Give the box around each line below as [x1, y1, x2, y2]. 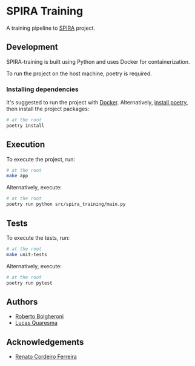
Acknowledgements [6, 337, 84, 347]
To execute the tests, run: [6, 234, 70, 241]
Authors [6, 296, 38, 307]
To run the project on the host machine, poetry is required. [6, 70, 153, 77]
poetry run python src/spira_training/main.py [6, 202, 126, 208]
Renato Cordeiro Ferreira [15, 353, 77, 361]
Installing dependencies [6, 85, 79, 93]
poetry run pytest [6, 280, 53, 286]
